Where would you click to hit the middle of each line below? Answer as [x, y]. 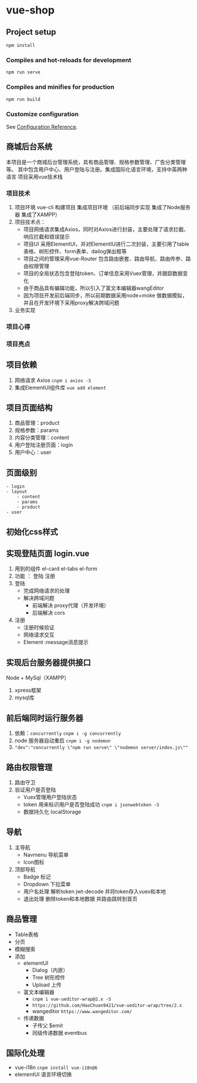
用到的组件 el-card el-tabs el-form [56, 569]
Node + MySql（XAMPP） [38, 678]
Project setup [31, 32]
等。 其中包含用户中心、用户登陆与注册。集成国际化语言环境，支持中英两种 [97, 169]
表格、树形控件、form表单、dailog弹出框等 [75, 251]
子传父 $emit [47, 1025]
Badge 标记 [37, 877]
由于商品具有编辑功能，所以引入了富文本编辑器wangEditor [94, 288]
